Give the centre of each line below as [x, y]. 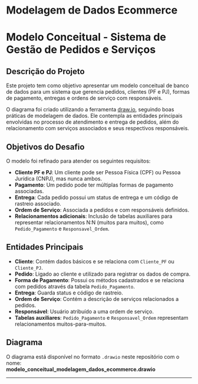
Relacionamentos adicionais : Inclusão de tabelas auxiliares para [93, 216]
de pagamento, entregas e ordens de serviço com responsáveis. [85, 98]
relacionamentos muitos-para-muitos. [60, 324]
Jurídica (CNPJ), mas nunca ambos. [58, 178]
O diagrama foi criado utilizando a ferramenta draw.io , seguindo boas [90, 110]
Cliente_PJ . [29, 267]
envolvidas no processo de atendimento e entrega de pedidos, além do [93, 122]
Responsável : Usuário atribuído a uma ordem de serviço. [84, 311]
